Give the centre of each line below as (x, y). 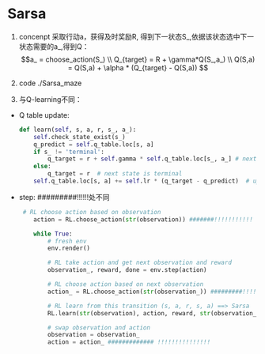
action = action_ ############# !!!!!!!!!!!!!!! (129, 342)
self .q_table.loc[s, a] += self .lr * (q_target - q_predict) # (142, 181)
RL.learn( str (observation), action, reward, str (129, 313)
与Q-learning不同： (50, 99)
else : (43, 167)
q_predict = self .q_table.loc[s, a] (94, 144)
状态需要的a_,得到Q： (54, 46)
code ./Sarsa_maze (50, 83)
